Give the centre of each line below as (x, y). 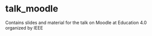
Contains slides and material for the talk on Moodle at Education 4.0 (76, 22)
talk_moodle (32, 9)
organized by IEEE (24, 27)
